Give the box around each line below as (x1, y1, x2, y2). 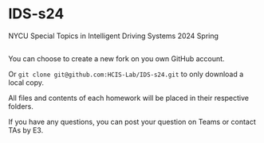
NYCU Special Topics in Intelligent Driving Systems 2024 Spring (8, 31, 219, 41)
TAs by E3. (8, 126, 44, 135)
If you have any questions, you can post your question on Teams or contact (8, 117, 257, 127)
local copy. (8, 78, 45, 87)
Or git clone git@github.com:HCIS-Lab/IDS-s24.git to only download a (8, 69, 244, 79)
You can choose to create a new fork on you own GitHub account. (8, 54, 225, 64)
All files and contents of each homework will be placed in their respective (8, 93, 250, 103)
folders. (8, 102, 33, 111)
